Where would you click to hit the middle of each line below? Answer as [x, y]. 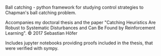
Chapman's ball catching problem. [41, 13]
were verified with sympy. [32, 48]
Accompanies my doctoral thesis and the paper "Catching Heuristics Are [80, 22]
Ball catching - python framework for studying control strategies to [74, 7]
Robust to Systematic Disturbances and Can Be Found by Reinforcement [80, 28]
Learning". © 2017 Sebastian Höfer [42, 33]
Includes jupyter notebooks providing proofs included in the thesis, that [79, 43]
